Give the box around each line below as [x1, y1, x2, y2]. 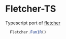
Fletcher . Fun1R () [10, 29, 47, 34]
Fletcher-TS [5, 3, 56, 15]
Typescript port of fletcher [5, 20, 61, 26]
